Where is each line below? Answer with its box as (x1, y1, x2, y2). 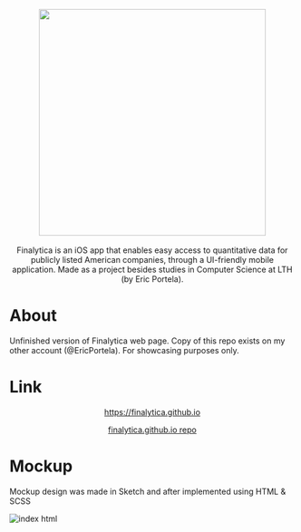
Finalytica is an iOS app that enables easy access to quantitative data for (16, 245, 288, 256)
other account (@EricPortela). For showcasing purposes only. (9, 344, 239, 355)
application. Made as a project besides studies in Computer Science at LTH (12, 264, 293, 275)
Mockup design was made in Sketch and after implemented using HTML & (9, 486, 286, 497)
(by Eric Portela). (121, 274, 184, 285)
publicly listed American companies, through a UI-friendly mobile (30, 255, 275, 265)
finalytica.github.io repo (108, 424, 197, 435)
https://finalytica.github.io (103, 406, 201, 417)
